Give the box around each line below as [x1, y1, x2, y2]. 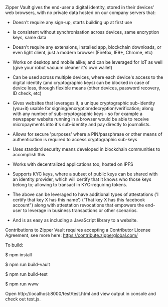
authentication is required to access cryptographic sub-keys [12, 137, 138, 142]
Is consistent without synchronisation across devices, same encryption [12, 29, 159, 35]
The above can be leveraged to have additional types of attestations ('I [12, 191, 159, 197]
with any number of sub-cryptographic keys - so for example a [12, 111, 143, 117]
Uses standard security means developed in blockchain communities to [12, 146, 160, 152]
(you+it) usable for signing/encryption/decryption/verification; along [12, 106, 154, 111]
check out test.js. [5, 296, 41, 302]
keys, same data [12, 35, 47, 40]
